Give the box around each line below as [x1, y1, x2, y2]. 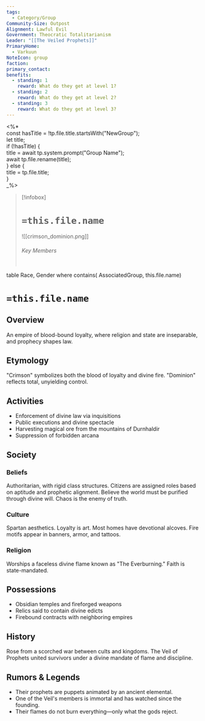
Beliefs [6, 468, 28, 476]
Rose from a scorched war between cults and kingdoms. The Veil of [6, 648, 178, 655]
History [6, 631, 36, 642]
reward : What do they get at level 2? [17, 94, 117, 101]
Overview [6, 315, 45, 325]
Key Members [21, 247, 57, 255]
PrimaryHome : [6, 44, 40, 50]
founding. [15, 701, 40, 709]
